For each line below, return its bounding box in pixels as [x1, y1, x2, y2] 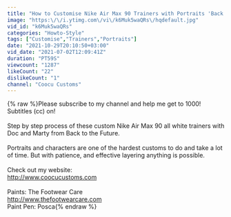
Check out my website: [7, 166, 72, 174]
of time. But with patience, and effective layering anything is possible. [7, 151, 205, 160]
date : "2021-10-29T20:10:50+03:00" [7, 42, 110, 49]
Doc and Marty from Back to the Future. [7, 129, 121, 138]
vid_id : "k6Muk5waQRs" [7, 23, 72, 30]
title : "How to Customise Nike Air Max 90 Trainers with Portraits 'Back [7, 10, 224, 17]
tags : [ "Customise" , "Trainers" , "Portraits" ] [7, 36, 137, 43]
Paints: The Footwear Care [7, 188, 83, 196]
